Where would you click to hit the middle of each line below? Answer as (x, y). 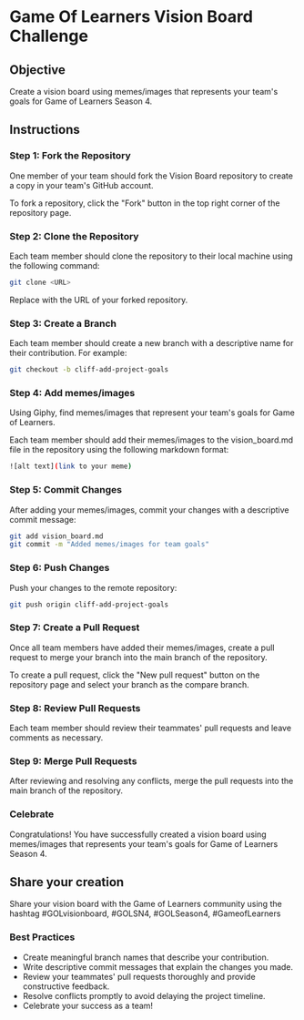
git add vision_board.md (56, 536)
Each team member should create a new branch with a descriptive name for (152, 343)
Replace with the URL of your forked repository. (99, 300)
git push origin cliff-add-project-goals (89, 604)
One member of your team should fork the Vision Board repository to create (152, 176)
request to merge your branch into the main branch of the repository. (139, 657)
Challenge (49, 36)
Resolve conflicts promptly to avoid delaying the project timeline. (144, 995)
